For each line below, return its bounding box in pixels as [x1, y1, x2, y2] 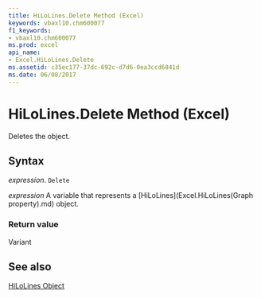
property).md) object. [8, 199, 80, 209]
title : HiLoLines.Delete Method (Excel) [8, 11, 145, 20]
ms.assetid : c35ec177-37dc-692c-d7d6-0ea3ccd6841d [8, 64, 180, 72]
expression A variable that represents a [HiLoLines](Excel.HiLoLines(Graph [8, 191, 254, 200]
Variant [8, 237, 32, 246]
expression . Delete [8, 176, 70, 185]
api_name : [8, 48, 41, 56]
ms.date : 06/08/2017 [8, 71, 77, 79]
